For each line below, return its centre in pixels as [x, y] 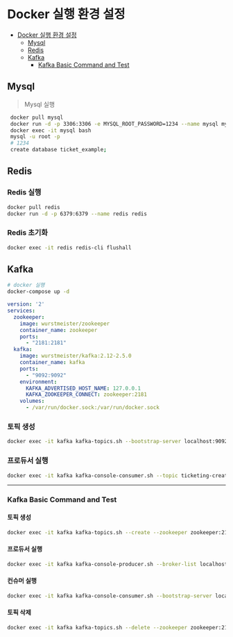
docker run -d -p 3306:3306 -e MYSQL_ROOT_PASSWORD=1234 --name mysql [114, 124]
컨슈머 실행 [22, 581]
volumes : [32, 401]
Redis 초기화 [28, 233]
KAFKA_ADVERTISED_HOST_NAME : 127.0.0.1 [83, 388]
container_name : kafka [52, 363]
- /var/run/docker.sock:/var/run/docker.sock [92, 408]
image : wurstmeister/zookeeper [65, 324]
